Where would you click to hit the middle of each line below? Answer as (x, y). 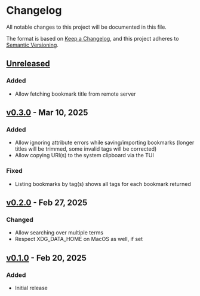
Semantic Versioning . (32, 45)
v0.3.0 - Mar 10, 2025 (47, 113)
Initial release (31, 288)
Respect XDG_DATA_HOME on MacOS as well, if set (79, 239)
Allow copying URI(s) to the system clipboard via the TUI (84, 155)
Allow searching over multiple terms (59, 233)
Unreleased (28, 64)
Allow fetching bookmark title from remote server (75, 94)
